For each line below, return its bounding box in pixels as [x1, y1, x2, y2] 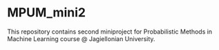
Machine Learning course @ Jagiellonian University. [7, 34, 155, 42]
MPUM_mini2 [7, 5, 86, 21]
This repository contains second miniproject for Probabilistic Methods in [7, 27, 213, 36]
